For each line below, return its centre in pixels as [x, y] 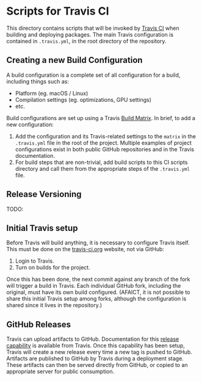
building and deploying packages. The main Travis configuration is [90, 34]
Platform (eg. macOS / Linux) [52, 93]
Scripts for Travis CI [58, 11]
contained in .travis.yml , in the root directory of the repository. [86, 41]
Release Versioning [44, 194]
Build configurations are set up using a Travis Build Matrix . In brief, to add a [101, 118]
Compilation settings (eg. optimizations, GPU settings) [83, 99]
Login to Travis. [34, 261]
